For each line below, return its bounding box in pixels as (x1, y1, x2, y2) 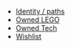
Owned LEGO (15, 15, 60, 24)
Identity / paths (15, 7, 65, 16)
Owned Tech (15, 24, 57, 32)
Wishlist (15, 31, 42, 41)
